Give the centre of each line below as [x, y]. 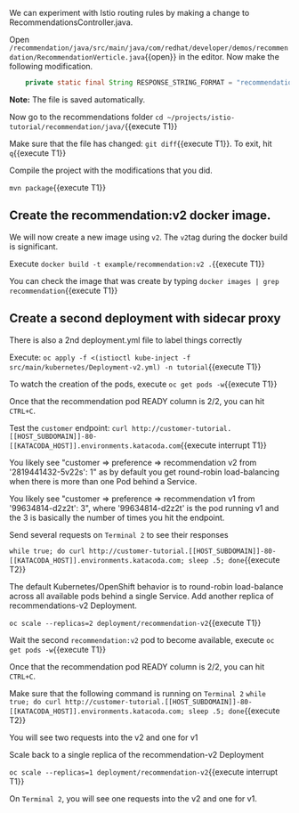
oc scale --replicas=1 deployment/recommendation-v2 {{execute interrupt [144, 772]
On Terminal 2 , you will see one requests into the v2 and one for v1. [133, 798]
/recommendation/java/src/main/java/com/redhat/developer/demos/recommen [149, 48]
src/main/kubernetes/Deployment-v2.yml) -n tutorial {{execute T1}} [135, 366]
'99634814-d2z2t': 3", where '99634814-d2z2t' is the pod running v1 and [144, 508]
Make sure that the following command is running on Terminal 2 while [138, 693]
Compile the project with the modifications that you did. [111, 170]
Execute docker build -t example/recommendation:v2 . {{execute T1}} [137, 264]
